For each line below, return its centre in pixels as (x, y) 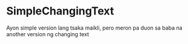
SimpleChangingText (60, 11)
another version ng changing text (48, 34)
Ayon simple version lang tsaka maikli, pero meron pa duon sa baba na (95, 28)
